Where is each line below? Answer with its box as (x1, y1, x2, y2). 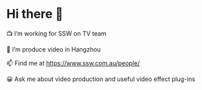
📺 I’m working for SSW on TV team (6, 29, 107, 37)
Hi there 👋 (6, 6, 63, 22)
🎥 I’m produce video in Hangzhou (6, 45, 101, 54)
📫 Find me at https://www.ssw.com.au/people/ (6, 58, 140, 67)
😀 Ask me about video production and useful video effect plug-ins (6, 75, 196, 83)
